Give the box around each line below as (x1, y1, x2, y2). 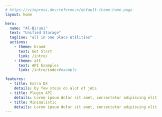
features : (5, 76, 26, 81)
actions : (9, 39, 28, 45)
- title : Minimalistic (9, 99, 57, 105)
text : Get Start (18, 48, 52, 54)
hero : (5, 21, 16, 26)
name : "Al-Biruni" (9, 25, 48, 30)
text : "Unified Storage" (9, 30, 61, 35)
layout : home (5, 12, 32, 17)
